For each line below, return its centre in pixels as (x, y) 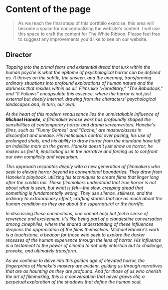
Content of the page (48, 9)
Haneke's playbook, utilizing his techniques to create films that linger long (82, 177)
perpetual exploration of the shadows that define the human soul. (74, 281)
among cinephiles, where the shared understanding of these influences (79, 224)
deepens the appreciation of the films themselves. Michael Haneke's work (82, 229)
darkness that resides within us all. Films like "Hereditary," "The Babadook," (84, 88)
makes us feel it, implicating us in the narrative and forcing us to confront (82, 151)
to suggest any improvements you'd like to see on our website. (83, 39)
